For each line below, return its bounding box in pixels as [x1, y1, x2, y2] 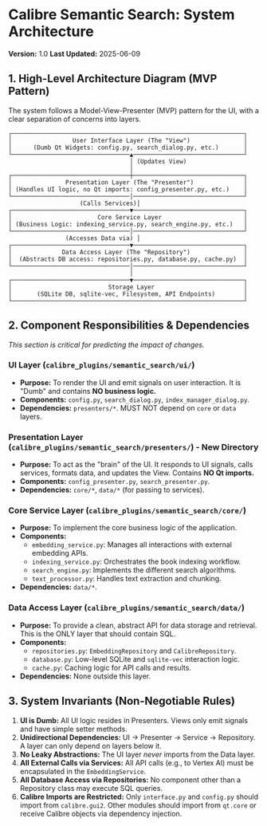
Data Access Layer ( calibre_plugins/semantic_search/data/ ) [8, 602, 245, 613]
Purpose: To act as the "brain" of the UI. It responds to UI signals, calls [19, 460, 253, 470]
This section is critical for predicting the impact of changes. [8, 340, 205, 349]
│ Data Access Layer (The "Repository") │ [8, 248, 248, 256]
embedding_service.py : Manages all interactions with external [31, 540, 233, 549]
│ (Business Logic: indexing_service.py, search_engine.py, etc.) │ [8, 220, 248, 228]
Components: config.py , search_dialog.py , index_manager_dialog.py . [19, 395, 249, 404]
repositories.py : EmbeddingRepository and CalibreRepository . [31, 646, 237, 655]
